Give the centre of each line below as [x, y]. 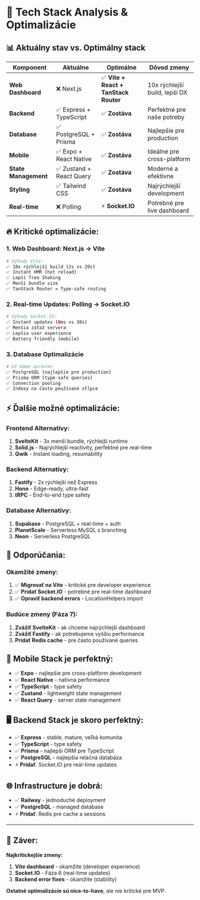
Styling [20, 189]
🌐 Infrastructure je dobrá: [54, 786]
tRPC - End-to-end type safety [53, 495]
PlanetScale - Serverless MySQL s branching [71, 530]
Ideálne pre [164, 151]
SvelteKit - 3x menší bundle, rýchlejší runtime [71, 441]
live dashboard [168, 210]
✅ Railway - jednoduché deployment [60, 800]
